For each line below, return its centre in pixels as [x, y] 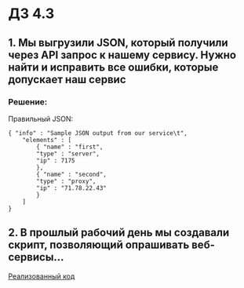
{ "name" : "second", [72, 174]
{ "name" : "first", [70, 147]
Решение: [28, 101]
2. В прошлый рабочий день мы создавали [119, 233]
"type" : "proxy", [66, 181]
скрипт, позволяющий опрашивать [99, 245]
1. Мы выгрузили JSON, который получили [118, 43]
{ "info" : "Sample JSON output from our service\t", [98, 133]
